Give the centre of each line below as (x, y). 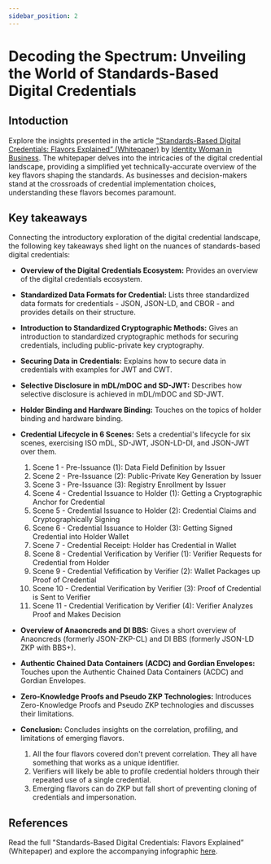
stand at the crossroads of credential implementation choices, (112, 183)
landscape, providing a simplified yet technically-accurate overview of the (133, 166)
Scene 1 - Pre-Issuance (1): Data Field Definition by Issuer (129, 467)
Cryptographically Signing (76, 520)
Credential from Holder (71, 563)
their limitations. (47, 714)
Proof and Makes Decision (76, 615)
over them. (38, 452)
